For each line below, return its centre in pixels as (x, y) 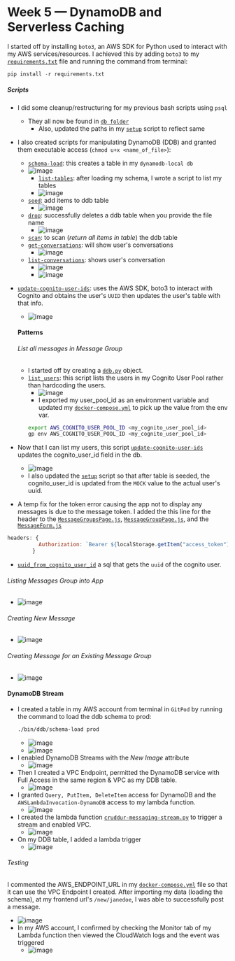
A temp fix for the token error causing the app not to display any (110, 504)
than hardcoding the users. (67, 385)
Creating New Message (41, 618)
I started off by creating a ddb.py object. (85, 370)
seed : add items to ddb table (68, 200)
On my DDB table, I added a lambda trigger (79, 839)
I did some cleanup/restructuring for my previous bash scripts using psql (122, 107)
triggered (31, 942)
